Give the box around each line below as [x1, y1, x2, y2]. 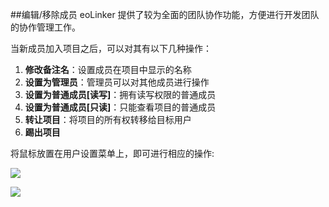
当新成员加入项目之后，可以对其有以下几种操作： [10, 43, 212, 54]
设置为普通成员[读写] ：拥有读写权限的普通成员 [24, 89, 217, 100]
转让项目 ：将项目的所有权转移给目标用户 [24, 114, 192, 125]
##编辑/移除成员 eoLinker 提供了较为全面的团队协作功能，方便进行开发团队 [10, 9, 320, 20]
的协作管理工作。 [10, 21, 81, 33]
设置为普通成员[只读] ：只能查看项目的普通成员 [24, 101, 217, 113]
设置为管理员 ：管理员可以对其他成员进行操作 [24, 76, 210, 88]
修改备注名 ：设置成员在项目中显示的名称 [24, 64, 192, 75]
